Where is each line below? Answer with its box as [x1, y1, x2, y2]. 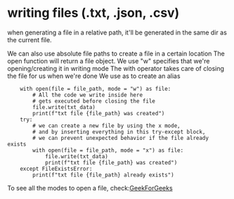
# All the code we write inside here [32, 91, 143, 98]
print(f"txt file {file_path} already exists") [32, 171, 174, 179]
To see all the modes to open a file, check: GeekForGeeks [7, 184, 174, 192]
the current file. [7, 35, 52, 44]
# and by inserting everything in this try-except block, [32, 128, 206, 135]
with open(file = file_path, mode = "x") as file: [32, 146, 184, 154]
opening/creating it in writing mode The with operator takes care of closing [7, 64, 225, 72]
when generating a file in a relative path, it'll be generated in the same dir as [7, 28, 227, 37]
